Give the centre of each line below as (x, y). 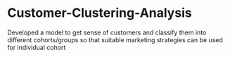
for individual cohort (37, 47)
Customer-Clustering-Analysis (100, 13)
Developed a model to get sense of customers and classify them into (107, 32)
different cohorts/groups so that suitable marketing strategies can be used (115, 39)
